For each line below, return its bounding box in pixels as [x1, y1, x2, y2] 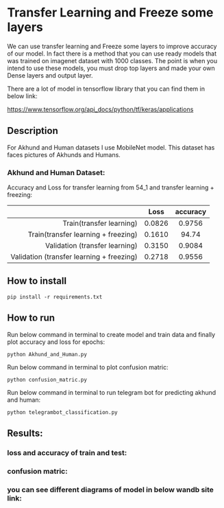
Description [7, 125, 58, 137]
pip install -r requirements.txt [7, 293, 103, 300]
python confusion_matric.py [7, 376, 88, 383]
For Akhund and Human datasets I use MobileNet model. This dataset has [7, 143, 215, 152]
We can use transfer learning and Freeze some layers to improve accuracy [7, 42, 217, 50]
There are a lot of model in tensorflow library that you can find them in [7, 84, 206, 93]
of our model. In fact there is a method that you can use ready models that [7, 49, 217, 58]
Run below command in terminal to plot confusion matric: [7, 362, 169, 371]
